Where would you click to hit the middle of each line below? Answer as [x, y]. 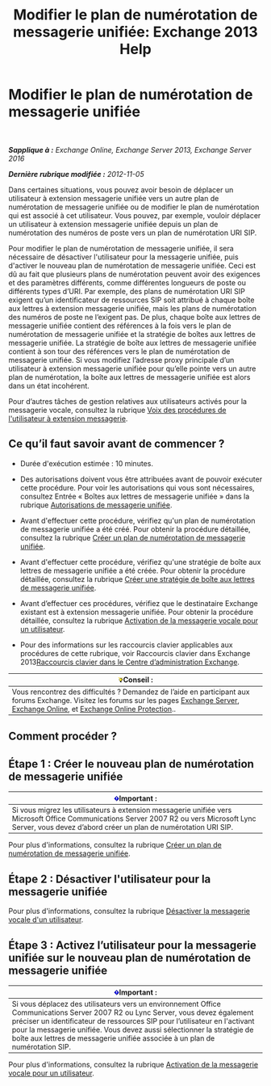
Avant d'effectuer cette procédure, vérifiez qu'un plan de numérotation [138, 520]
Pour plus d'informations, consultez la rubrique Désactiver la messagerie [129, 911]
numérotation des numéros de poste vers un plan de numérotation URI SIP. [133, 233]
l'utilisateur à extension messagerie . [68, 419]
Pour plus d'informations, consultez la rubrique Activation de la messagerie [133, 1065]
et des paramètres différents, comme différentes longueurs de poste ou [127, 282]
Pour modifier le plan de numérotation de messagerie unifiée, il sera [121, 248]
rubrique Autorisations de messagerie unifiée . [96, 505]
